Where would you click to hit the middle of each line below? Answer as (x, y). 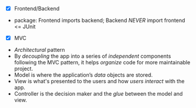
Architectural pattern (40, 50)
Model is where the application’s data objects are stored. (83, 75)
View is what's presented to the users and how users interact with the (99, 81)
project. (23, 69)
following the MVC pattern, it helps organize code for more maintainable (102, 63)
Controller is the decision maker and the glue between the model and (98, 94)
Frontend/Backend (37, 9)
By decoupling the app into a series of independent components (92, 56)
